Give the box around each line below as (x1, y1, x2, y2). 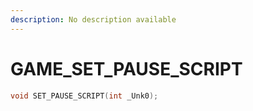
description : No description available (10, 14, 177, 25)
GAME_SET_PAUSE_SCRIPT (10, 57, 243, 80)
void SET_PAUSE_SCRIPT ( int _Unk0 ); (10, 91, 159, 101)
